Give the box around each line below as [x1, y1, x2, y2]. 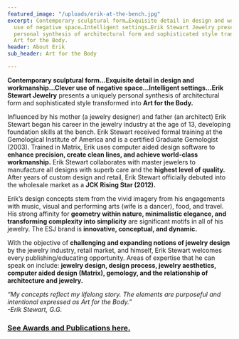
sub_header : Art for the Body [7, 51, 97, 58]
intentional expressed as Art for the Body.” [7, 297, 132, 306]
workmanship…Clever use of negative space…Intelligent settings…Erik [7, 83, 224, 92]
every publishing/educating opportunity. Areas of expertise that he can [7, 254, 216, 262]
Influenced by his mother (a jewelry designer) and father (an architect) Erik [7, 112, 226, 121]
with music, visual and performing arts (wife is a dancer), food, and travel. [7, 202, 224, 210]
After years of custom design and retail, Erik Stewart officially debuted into [7, 172, 226, 182]
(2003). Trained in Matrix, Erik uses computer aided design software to [7, 142, 216, 151]
